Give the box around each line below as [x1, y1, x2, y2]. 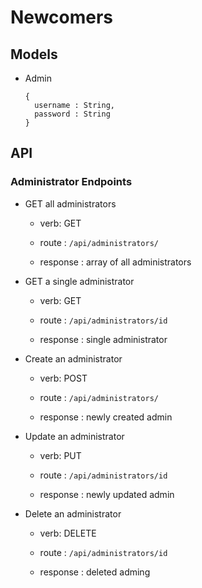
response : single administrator [39, 333, 168, 345]
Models [10, 46, 58, 63]
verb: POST [39, 372, 88, 384]
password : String [34, 109, 111, 119]
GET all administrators [24, 197, 117, 210]
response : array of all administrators [39, 256, 192, 268]
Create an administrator [24, 352, 123, 365]
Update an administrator [24, 430, 125, 442]
